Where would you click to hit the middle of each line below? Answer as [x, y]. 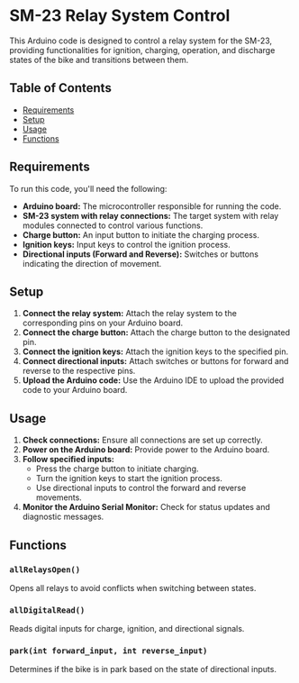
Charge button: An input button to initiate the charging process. [140, 234]
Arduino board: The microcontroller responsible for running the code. [152, 206]
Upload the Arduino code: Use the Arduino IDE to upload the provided [153, 380]
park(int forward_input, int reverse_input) [109, 651]
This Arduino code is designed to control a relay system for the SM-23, [141, 41]
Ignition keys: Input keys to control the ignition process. [127, 244]
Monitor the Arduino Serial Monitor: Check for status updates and [146, 507]
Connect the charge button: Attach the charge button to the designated [156, 332]
